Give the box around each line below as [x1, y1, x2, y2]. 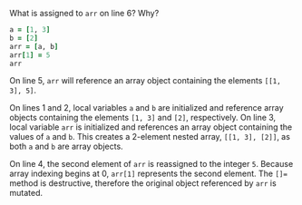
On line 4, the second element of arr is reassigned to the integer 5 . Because [9, 159, 294, 170]
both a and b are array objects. [9, 141, 124, 152]
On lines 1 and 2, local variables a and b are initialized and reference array [9, 102, 284, 113]
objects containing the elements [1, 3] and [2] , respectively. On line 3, [9, 112, 277, 123]
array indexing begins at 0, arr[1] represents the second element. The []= [9, 168, 288, 180]
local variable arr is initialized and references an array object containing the [9, 122, 293, 132]
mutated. [9, 188, 44, 199]
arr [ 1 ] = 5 [9, 50, 51, 60]
